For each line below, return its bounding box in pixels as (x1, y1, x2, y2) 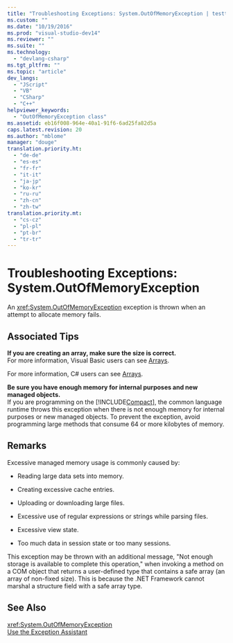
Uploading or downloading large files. (17, 498, 125, 507)
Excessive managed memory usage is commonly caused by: (7, 458, 180, 466)
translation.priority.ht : (7, 146, 82, 152)
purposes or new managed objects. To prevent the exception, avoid (7, 413, 200, 421)
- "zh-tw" (13, 204, 42, 211)
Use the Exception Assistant (7, 628, 88, 636)
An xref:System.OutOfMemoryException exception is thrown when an (7, 303, 206, 312)
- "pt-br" (13, 229, 42, 236)
